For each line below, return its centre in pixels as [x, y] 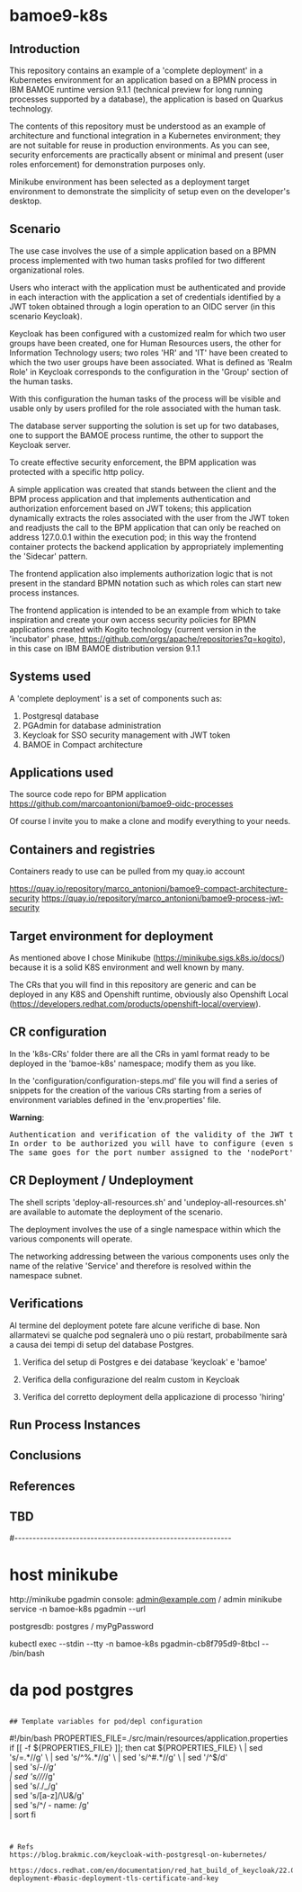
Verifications [46, 1304]
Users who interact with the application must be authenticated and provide [147, 287]
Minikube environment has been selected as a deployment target [129, 182]
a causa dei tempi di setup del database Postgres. [102, 1344]
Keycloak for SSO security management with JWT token [126, 735]
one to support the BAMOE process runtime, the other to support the [136, 435]
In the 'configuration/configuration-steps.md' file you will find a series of [144, 1081]
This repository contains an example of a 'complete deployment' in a [136, 70]
